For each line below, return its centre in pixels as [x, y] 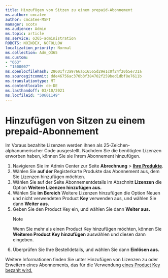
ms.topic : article [25, 34]
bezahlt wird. [19, 270]
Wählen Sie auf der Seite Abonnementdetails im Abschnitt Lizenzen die [87, 182]
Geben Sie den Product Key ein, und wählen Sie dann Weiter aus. [81, 209]
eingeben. [23, 240]
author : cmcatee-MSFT [28, 19]
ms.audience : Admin [26, 29]
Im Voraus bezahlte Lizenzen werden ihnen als [54, 145]
